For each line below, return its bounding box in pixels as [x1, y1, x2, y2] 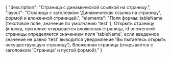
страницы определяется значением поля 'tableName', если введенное [5, 31, 159, 37]
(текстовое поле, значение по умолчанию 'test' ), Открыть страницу [5, 20, 155, 26]
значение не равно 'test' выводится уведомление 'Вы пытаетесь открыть [5, 36, 166, 42]
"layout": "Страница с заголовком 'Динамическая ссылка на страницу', [5, 10, 161, 16]
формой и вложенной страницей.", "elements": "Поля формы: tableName [5, 15, 163, 21]
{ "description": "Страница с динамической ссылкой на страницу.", [5, 5, 151, 10]
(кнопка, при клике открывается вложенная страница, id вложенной [5, 26, 155, 32]
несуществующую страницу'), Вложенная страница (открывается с [5, 42, 154, 47]
